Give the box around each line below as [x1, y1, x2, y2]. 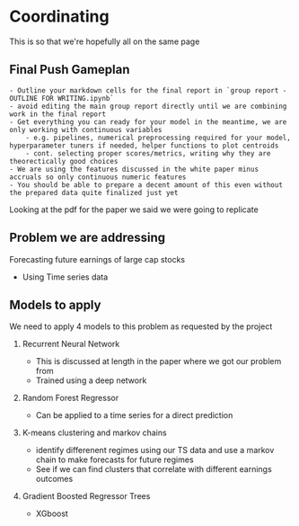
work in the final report [9, 110, 106, 119]
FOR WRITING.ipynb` [41, 94, 115, 103]
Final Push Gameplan [9, 62, 130, 77]
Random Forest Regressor [22, 393, 119, 404]
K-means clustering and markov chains [22, 427, 168, 438]
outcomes [35, 474, 74, 485]
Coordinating [9, 6, 110, 27]
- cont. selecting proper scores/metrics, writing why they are [25, 148, 271, 158]
